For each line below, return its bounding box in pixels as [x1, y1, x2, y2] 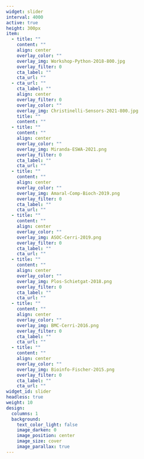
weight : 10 [6, 400, 33, 406]
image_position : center [17, 433, 76, 439]
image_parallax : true [17, 444, 70, 450]
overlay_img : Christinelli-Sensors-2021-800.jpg [17, 108, 139, 114]
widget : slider [6, 8, 44, 15]
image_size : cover [17, 438, 62, 444]
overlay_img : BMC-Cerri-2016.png [17, 322, 99, 329]
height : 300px [6, 25, 41, 31]
